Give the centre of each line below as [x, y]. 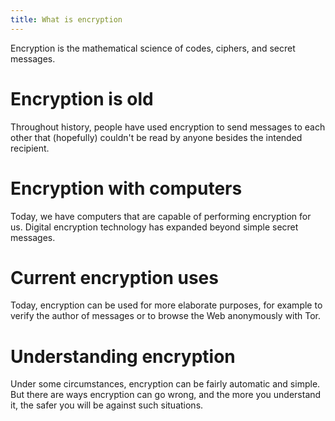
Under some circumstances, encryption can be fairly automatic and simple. [165, 384]
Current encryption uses [114, 277]
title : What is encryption [66, 19]
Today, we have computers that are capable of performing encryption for [161, 216]
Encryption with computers [126, 188]
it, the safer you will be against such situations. [107, 405]
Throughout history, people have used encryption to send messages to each [168, 127]
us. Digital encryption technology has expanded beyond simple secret [154, 227]
